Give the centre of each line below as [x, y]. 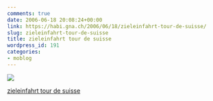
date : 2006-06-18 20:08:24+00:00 [55, 20]
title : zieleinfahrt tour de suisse [59, 39]
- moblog [20, 58]
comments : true [29, 13]
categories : [24, 52]
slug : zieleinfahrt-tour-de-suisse [58, 33]
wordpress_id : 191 [33, 45]
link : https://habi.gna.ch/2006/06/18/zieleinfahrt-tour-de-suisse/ [107, 26]
